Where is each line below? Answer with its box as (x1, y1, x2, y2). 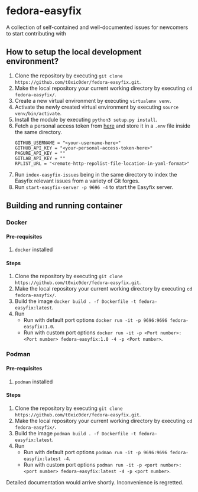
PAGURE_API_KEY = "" (14, 150, 66, 156)
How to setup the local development (6, 47, 142, 57)
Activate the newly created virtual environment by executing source (14, 103, 179, 110)
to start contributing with (6, 30, 67, 37)
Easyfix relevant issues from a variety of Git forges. (14, 177, 140, 184)
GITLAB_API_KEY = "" (14, 155, 66, 161)
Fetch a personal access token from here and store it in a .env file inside (14, 122, 191, 129)
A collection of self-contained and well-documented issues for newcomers (6, 24, 189, 31)
